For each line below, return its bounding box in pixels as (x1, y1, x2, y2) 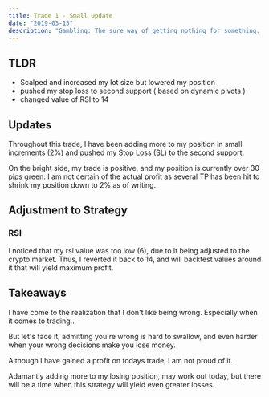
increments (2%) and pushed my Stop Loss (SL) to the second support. (8, 148, 245, 157)
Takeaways (8, 286, 67, 300)
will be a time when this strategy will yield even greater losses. (8, 379, 215, 389)
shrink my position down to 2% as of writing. (8, 180, 157, 189)
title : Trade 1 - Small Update (8, 11, 113, 20)
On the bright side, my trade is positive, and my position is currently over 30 (8, 164, 259, 172)
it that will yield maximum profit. (8, 262, 114, 273)
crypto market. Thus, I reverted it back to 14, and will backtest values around (8, 254, 262, 264)
